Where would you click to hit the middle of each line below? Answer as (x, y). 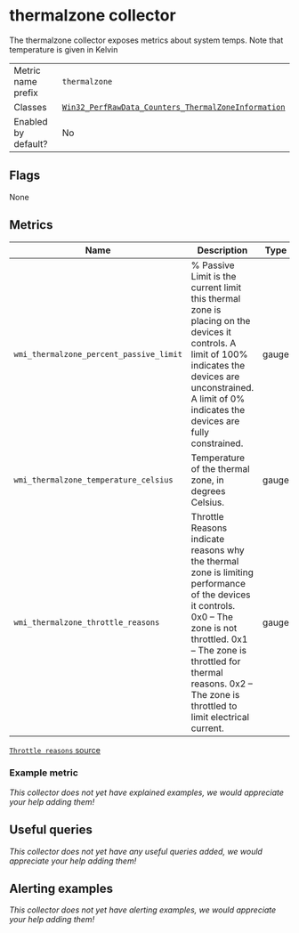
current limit (216, 288)
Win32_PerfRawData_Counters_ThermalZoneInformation (174, 107)
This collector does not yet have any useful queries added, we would (136, 851)
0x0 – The (212, 617)
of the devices (221, 595)
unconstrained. (222, 387)
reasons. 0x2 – (222, 684)
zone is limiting (222, 572)
